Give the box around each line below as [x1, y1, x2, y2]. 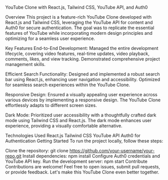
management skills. [5, 62, 46, 67]
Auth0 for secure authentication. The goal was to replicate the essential [5, 25, 154, 31]
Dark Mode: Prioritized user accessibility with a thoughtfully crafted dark [5, 112, 157, 118]
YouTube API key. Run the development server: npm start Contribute [5, 158, 148, 164]
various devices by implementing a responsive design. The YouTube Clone [5, 97, 161, 103]
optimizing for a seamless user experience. [5, 35, 95, 41]
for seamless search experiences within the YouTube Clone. [5, 82, 131, 88]
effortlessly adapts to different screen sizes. [5, 102, 97, 108]
